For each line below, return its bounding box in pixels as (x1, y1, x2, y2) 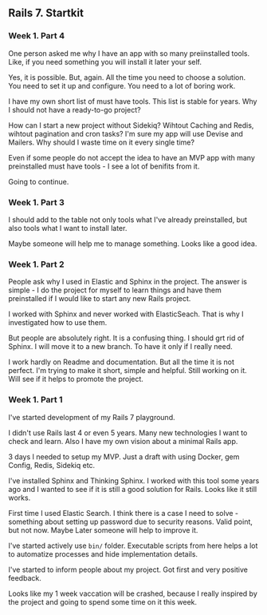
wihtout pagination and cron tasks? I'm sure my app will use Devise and (8, 129, 243, 138)
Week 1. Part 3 (8, 196, 65, 208)
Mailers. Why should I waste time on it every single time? (8, 137, 195, 147)
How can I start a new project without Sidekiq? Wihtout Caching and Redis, (8, 120, 254, 130)
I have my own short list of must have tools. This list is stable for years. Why (8, 96, 257, 106)
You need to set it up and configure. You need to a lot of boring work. (8, 81, 236, 90)
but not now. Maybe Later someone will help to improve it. (8, 525, 198, 534)
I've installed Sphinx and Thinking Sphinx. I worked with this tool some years (8, 475, 260, 486)
